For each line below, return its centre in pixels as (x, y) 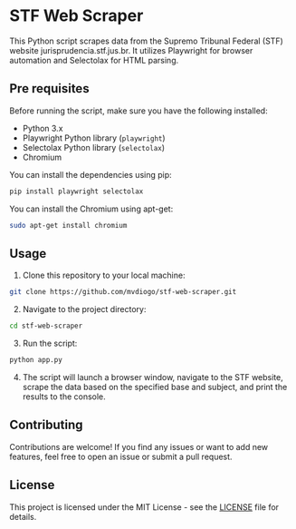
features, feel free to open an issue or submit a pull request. (121, 456)
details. (23, 516)
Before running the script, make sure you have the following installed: (139, 111)
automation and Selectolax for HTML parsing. (94, 60)
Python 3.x (43, 128)
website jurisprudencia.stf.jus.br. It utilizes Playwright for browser (131, 50)
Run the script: (50, 343)
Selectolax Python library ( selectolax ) (94, 147)
